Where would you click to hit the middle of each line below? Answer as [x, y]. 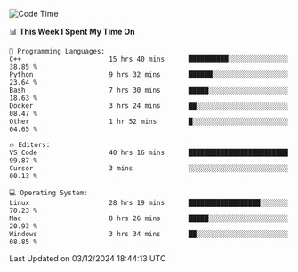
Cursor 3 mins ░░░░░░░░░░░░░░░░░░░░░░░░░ [149, 169]
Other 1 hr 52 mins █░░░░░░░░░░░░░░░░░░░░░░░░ [149, 121]
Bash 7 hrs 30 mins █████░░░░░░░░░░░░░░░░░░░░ [149, 90]
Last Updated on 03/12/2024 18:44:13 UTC [88, 258]
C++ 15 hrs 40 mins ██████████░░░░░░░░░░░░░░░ [149, 59]
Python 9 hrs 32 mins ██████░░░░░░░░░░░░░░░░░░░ [149, 75]
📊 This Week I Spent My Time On [72, 32]
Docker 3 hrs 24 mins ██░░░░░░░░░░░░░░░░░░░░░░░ [149, 106]
